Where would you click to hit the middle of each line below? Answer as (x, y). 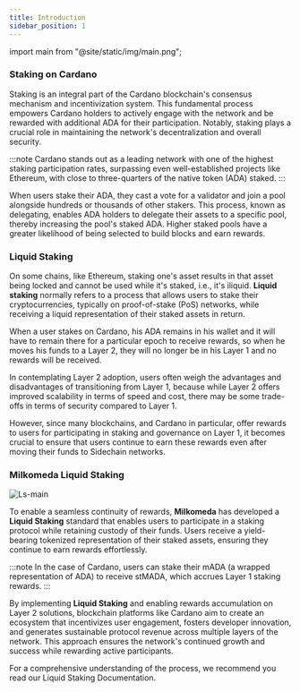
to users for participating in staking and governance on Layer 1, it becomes (147, 433)
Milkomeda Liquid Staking (67, 475)
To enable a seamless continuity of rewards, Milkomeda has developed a (145, 512)
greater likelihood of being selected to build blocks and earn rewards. (137, 233)
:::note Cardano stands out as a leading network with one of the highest (141, 158)
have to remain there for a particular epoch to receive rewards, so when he (147, 341)
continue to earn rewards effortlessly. (78, 550)
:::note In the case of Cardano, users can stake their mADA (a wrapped (140, 567)
